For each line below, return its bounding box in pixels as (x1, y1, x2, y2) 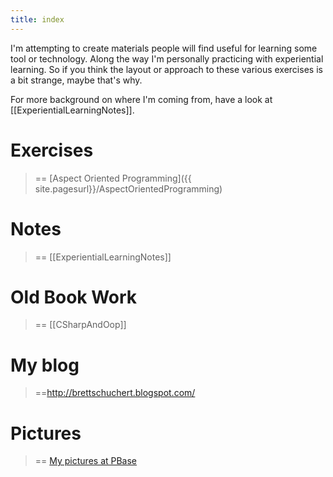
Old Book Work (10, 286, 138, 308)
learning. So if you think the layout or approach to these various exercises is (10, 63, 323, 75)
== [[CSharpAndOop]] (34, 319, 127, 331)
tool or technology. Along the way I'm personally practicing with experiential (10, 52, 324, 65)
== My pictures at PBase (34, 455, 138, 467)
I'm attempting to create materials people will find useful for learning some (10, 42, 318, 54)
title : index (10, 14, 65, 25)
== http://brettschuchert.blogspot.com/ (34, 387, 196, 399)
